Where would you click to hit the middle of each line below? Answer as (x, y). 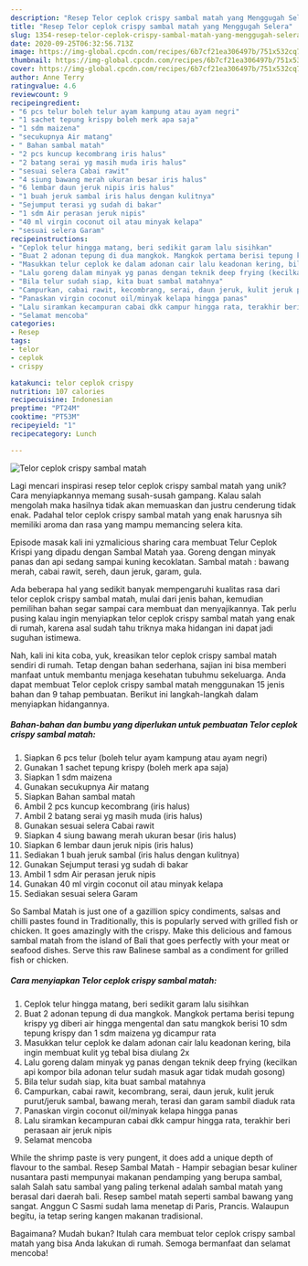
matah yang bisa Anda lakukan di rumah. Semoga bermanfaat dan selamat (150, 1243)
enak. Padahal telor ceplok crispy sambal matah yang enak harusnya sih (146, 515)
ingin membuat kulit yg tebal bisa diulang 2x (106, 1052)
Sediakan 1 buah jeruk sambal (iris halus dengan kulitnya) (132, 855)
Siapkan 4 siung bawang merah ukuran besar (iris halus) (130, 835)
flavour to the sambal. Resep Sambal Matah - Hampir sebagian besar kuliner (154, 1167)
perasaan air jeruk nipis (68, 1130)
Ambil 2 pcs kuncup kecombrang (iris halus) (107, 806)
